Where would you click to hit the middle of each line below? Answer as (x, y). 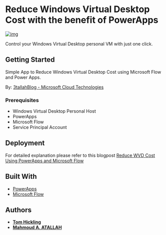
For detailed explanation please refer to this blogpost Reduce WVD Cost (80, 155)
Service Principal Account (40, 127)
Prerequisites (22, 100)
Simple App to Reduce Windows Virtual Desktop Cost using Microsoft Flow (83, 72)
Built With (21, 177)
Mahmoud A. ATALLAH (37, 227)
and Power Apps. (23, 77)
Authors (18, 210)
